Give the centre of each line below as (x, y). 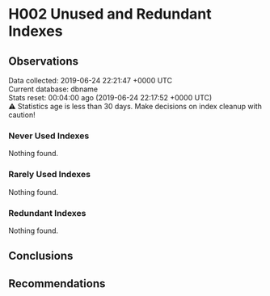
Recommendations (57, 283)
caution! (22, 115)
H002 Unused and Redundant (110, 14)
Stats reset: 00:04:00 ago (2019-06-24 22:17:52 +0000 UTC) (110, 97)
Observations (44, 61)
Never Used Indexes (49, 136)
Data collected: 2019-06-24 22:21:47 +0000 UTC (90, 80)
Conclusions (41, 256)
